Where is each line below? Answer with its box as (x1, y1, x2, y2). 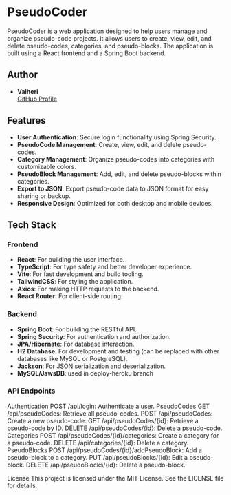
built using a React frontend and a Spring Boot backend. (7, 49, 166, 57)
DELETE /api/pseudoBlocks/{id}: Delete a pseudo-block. (26, 460, 186, 469)
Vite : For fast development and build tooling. (16, 270, 144, 278)
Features (7, 115, 46, 126)
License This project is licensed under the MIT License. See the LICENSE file (7, 474, 224, 482)
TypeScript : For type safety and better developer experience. (16, 263, 192, 271)
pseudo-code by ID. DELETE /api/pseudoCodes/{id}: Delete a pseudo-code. (7, 424, 223, 432)
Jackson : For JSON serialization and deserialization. (16, 362, 166, 370)
